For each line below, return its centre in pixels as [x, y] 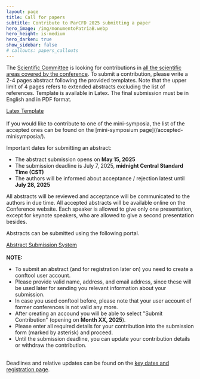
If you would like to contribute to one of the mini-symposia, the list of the [96, 124]
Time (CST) [29, 172]
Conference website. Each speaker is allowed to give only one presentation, [99, 209]
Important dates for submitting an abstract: [59, 147]
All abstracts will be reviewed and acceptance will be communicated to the [98, 196]
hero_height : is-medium [36, 34]
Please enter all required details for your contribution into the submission [104, 326]
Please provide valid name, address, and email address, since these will [103, 282]
